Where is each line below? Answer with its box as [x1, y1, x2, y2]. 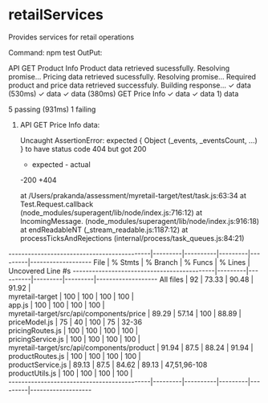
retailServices [8, 6, 104, 24]
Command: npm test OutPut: [8, 47, 103, 57]
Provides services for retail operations [8, 32, 135, 42]
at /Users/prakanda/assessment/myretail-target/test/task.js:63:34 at [19, 190, 247, 200]
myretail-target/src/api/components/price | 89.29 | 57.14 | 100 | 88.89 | [8, 308, 242, 318]
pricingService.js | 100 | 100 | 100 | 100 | [8, 334, 140, 344]
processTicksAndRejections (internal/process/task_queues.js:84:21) [19, 233, 245, 242]
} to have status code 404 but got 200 [19, 144, 147, 153]
